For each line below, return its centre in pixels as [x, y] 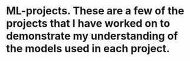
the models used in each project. [88, 49]
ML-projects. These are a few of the [95, 11]
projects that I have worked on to [88, 23]
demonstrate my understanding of [92, 36]
